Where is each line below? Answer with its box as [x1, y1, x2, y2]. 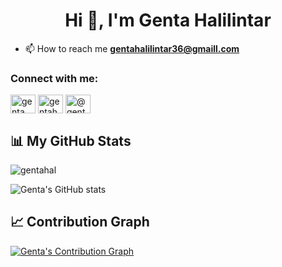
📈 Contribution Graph [10, 214, 150, 231]
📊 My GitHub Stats [10, 132, 132, 149]
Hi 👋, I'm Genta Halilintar [64, 9, 272, 32]
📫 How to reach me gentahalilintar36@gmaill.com [24, 42, 240, 54]
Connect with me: [10, 71, 99, 85]
